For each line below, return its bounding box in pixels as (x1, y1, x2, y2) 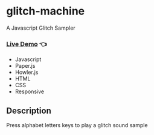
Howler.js (14, 68, 39, 76)
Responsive (14, 88, 44, 95)
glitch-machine (6, 4, 85, 18)
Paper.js (14, 62, 36, 70)
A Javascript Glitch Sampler (6, 24, 75, 31)
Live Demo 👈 (6, 39, 47, 48)
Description (6, 105, 51, 116)
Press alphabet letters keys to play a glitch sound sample (6, 122, 148, 129)
